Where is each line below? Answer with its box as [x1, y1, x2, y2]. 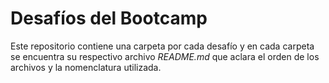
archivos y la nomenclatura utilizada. [10, 61, 162, 73]
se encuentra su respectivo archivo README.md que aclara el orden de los [10, 50, 320, 62]
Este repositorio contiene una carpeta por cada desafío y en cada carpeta [10, 40, 315, 52]
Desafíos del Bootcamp [10, 7, 208, 30]
